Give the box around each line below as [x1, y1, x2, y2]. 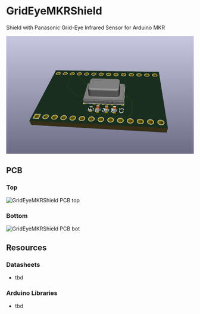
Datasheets [6, 260, 40, 269]
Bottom [6, 212, 28, 220]
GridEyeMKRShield [6, 4, 102, 18]
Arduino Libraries [6, 289, 58, 297]
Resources [6, 242, 47, 253]
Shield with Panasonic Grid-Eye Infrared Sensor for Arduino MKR [6, 24, 165, 31]
